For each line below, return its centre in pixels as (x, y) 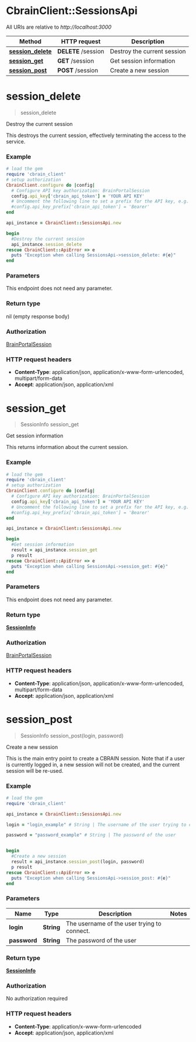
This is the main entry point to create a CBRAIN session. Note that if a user (95, 758)
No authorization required (37, 999)
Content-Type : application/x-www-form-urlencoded (78, 1026)
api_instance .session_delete (47, 244)
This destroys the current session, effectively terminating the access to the (96, 135)
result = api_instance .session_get (55, 550)
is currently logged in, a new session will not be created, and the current (93, 765)
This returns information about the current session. (67, 447)
